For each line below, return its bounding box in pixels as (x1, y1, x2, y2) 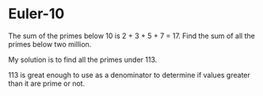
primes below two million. (8, 39, 92, 48)
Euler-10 (8, 5, 65, 23)
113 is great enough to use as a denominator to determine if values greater (8, 70, 251, 79)
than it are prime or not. (8, 79, 86, 88)
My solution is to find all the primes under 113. (8, 55, 158, 64)
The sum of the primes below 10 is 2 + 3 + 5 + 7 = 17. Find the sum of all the (8, 31, 255, 40)
